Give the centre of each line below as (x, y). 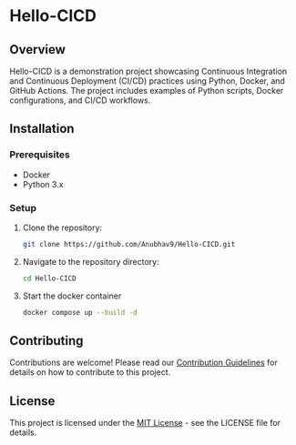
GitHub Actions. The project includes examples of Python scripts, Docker (147, 91)
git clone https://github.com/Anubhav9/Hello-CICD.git (129, 244)
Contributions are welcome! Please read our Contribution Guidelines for (143, 363)
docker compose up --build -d (80, 312)
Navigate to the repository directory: (91, 261)
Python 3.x (43, 184)
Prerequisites (40, 155)
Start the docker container (72, 296)
